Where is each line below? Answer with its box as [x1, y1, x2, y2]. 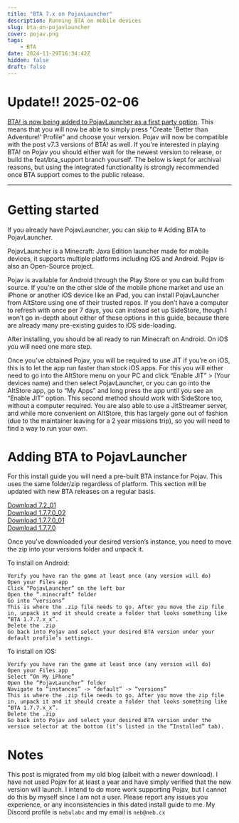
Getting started [7, 202, 100, 217]
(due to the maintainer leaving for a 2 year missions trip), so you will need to [7, 416, 230, 425]
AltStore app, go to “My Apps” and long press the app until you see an [7, 386, 213, 394]
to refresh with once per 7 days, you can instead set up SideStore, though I [7, 306, 228, 314]
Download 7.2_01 [7, 501, 57, 510]
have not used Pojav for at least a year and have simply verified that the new [7, 778, 232, 786]
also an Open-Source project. [7, 262, 95, 270]
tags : [7, 37, 23, 44]
